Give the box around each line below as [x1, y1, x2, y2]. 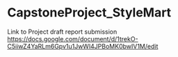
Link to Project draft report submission [7, 27, 118, 36]
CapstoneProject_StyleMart [7, 5, 172, 21]
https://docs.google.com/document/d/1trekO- [7, 34, 138, 43]
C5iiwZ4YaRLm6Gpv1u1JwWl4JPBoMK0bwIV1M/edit [7, 42, 159, 50]
